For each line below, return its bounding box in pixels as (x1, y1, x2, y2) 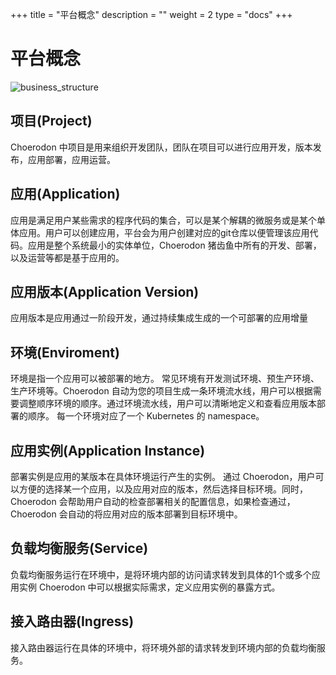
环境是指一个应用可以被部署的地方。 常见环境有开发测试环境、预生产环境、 (10, 373, 320, 385)
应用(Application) (10, 186, 121, 203)
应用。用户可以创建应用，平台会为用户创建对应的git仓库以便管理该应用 (18, 226, 310, 238)
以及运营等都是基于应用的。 (10, 251, 125, 263)
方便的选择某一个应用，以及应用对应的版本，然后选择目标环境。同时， (18, 483, 308, 495)
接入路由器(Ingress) (10, 613, 135, 630)
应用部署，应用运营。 (27, 153, 116, 165)
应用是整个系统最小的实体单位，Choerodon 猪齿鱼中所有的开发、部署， (27, 239, 322, 251)
